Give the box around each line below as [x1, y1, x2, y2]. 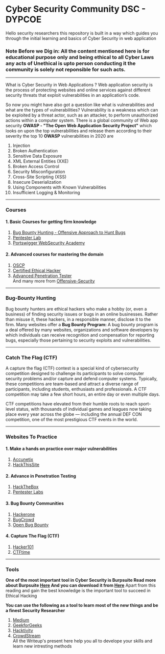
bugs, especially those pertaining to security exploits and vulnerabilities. [5, 337, 151, 343]
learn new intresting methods [12, 643, 72, 649]
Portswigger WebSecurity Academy [12, 240, 85, 246]
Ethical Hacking [5, 593, 37, 599]
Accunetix [12, 456, 33, 462]
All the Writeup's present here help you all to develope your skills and [12, 638, 153, 644]
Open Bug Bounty [12, 522, 49, 528]
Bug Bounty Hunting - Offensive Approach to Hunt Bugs [12, 229, 126, 235]
